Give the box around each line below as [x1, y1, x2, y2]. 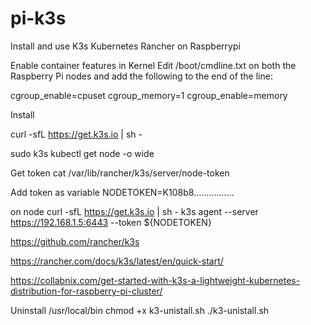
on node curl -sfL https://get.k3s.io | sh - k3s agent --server [10, 205, 259, 217]
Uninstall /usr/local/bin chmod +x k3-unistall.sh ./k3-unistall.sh [10, 304, 270, 316]
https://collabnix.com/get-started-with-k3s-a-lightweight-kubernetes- [10, 274, 301, 286]
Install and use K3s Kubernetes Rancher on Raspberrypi [10, 40, 241, 52]
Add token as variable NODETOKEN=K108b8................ [10, 186, 235, 198]
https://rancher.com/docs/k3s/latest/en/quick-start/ [10, 255, 224, 267]
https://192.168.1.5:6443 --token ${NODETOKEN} [10, 216, 212, 228]
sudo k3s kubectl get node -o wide [10, 147, 155, 159]
